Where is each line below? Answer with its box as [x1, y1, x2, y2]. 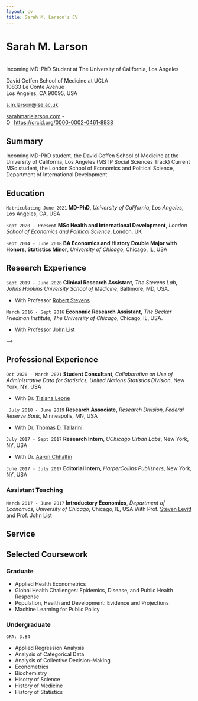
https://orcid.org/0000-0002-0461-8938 [14, 119, 113, 126]
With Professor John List [14, 326, 75, 333]
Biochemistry [14, 670, 47, 677]
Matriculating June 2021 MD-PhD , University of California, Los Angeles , [6, 204, 184, 211]
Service [6, 529, 35, 539]
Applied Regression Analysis [14, 645, 85, 652]
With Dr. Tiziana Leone [14, 394, 70, 401]
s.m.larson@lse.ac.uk [6, 101, 59, 109]
